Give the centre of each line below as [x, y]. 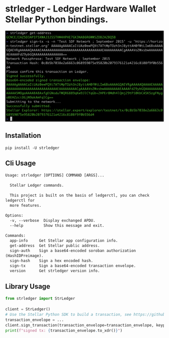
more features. [26, 206]
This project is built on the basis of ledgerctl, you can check [80, 196]
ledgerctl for [20, 201]
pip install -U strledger [32, 148]
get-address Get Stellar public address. [55, 246]
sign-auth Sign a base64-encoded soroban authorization [73, 251]
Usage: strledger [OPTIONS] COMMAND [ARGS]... [55, 176]
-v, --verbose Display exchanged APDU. [53, 221]
